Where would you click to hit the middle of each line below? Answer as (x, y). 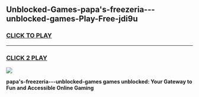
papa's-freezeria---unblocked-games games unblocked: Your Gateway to (99, 81)
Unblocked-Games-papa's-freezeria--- (81, 10)
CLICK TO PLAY (29, 36)
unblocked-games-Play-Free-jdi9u (72, 19)
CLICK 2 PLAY (27, 58)
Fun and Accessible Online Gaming (50, 88)
